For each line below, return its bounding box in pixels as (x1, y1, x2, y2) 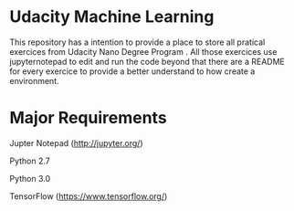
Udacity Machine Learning (9, 6, 215, 27)
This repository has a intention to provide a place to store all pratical (9, 37, 266, 47)
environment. (9, 75, 59, 86)
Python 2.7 (9, 155, 50, 166)
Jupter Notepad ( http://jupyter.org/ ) (9, 137, 143, 148)
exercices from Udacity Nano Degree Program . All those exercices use (9, 46, 278, 57)
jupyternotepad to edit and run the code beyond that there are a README (9, 56, 286, 67)
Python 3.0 (9, 173, 51, 184)
